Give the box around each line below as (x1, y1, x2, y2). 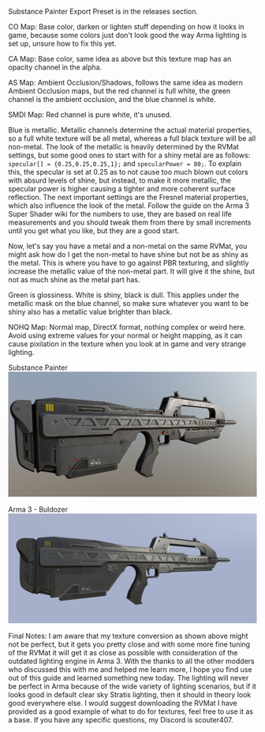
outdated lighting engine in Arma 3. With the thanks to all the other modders (8, 656, 255, 666)
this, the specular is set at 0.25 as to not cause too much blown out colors (8, 168, 248, 176)
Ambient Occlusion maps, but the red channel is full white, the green (8, 86, 231, 96)
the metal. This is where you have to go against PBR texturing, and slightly (8, 258, 249, 267)
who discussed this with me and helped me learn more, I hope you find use (8, 665, 252, 674)
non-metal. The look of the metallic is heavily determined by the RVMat (8, 142, 239, 151)
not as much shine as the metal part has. (8, 275, 140, 284)
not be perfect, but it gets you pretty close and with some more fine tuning (8, 640, 251, 649)
